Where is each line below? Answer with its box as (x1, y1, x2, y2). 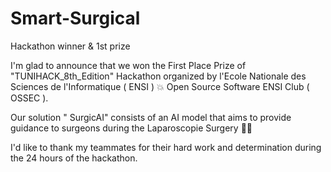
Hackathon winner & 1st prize (10, 40, 131, 52)
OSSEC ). (10, 92, 49, 104)
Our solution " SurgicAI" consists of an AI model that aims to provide (10, 111, 292, 123)
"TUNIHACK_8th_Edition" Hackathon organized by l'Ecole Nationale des (10, 70, 307, 82)
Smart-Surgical (10, 7, 141, 30)
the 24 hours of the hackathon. (10, 152, 138, 164)
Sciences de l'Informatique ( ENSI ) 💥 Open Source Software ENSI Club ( (10, 80, 310, 92)
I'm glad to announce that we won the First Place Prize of (10, 59, 247, 71)
